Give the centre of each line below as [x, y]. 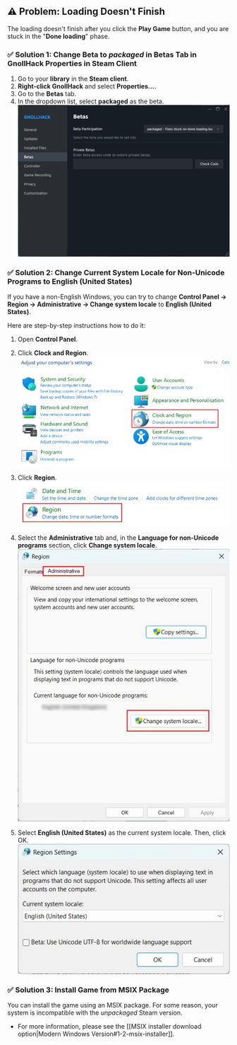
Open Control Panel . [48, 340]
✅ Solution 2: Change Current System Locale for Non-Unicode [116, 272]
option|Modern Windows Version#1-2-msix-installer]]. [96, 1034]
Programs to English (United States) [70, 281]
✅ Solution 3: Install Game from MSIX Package [88, 990]
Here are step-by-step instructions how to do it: [77, 325]
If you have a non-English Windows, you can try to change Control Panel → [117, 297]
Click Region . [37, 478]
